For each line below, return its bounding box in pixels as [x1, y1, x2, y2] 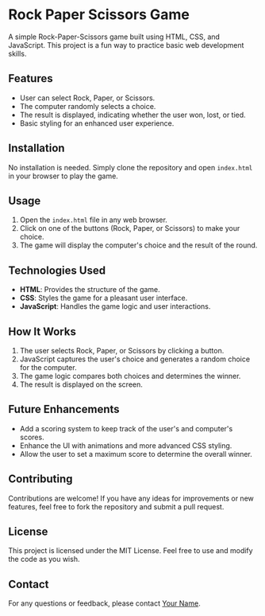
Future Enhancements [8, 403, 121, 416]
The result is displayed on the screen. [19, 380, 143, 389]
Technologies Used [8, 263, 106, 277]
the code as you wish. [8, 555, 80, 564]
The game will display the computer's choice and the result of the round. [19, 240, 258, 250]
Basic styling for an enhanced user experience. [19, 118, 175, 128]
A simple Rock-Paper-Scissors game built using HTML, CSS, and [8, 32, 221, 41]
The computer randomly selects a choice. [19, 101, 156, 111]
